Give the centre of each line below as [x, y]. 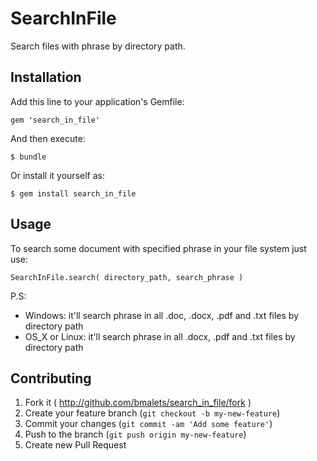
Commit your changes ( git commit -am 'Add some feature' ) [148, 424]
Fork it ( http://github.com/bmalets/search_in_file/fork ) [138, 403]
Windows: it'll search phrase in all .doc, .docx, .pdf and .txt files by [161, 315]
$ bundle [28, 157]
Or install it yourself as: [57, 175]
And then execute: [48, 138]
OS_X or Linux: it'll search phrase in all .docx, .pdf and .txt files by [160, 336]
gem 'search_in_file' [55, 120]
